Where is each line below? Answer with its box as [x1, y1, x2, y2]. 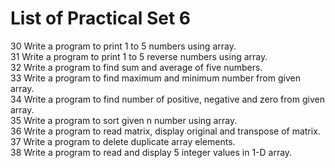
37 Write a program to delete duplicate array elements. [10, 135, 236, 147]
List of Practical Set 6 [10, 7, 191, 30]
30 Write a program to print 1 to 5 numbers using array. [10, 40, 237, 52]
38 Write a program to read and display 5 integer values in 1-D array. [10, 146, 293, 158]
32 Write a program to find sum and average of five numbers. [10, 61, 263, 73]
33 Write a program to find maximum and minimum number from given [10, 72, 301, 84]
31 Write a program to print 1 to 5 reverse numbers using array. [10, 50, 268, 62]
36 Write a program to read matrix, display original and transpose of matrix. [10, 125, 321, 137]
